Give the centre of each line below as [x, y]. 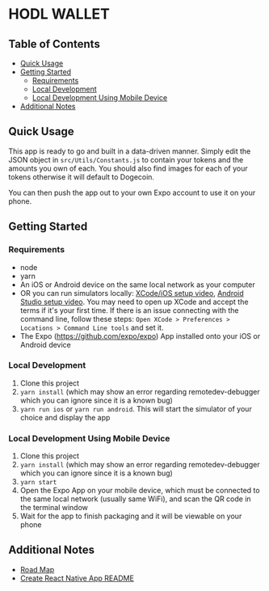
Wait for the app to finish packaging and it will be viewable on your [131, 516]
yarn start [38, 483]
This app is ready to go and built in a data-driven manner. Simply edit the [130, 151]
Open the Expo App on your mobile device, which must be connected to [140, 491]
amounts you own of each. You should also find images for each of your [128, 168]
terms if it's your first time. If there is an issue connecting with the [129, 310]
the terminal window [54, 508]
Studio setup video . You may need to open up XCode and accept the [134, 302]
